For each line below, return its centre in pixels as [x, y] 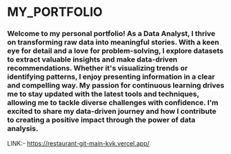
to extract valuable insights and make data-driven [92, 59]
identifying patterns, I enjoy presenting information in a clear [111, 77]
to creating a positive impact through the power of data [101, 120]
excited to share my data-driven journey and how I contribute [112, 111]
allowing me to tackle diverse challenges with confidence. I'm [113, 103]
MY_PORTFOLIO [55, 12]
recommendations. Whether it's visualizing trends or [98, 68]
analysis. [23, 128]
